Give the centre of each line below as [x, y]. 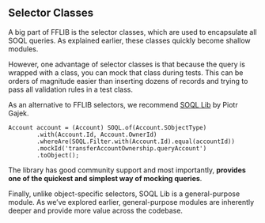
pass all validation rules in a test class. [70, 89]
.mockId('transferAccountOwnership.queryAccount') [122, 148]
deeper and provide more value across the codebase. [96, 210]
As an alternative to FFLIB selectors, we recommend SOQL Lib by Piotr [123, 104]
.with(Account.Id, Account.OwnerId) [97, 134]
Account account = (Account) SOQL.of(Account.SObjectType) [108, 127]
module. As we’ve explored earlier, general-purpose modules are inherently [131, 202]
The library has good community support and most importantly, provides [127, 170]
